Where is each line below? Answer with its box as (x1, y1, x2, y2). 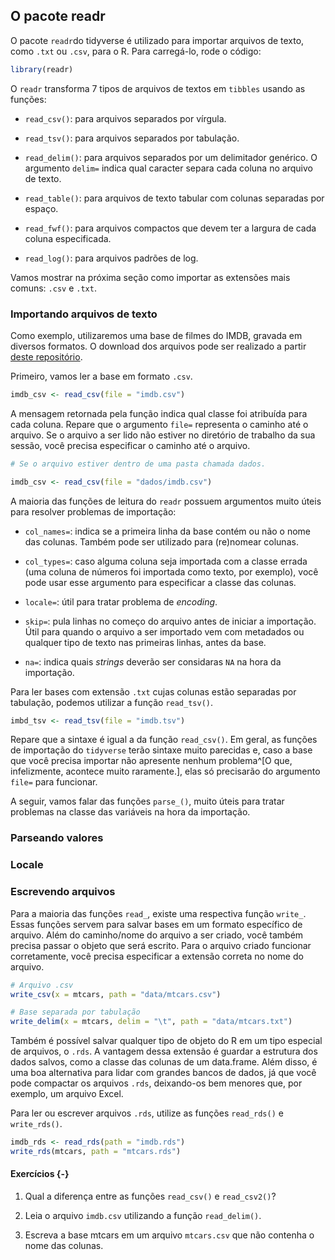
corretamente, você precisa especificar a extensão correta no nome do (10, 950, 304, 962)
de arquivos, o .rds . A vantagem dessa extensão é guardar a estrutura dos (10, 1045, 318, 1058)
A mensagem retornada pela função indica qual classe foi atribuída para (10, 407, 308, 419)
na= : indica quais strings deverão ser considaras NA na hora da (24, 655, 282, 668)
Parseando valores (10, 831, 104, 845)
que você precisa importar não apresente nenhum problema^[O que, (10, 755, 293, 767)
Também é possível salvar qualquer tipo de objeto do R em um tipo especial (10, 1035, 323, 1047)
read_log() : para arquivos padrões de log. (24, 252, 199, 264)
